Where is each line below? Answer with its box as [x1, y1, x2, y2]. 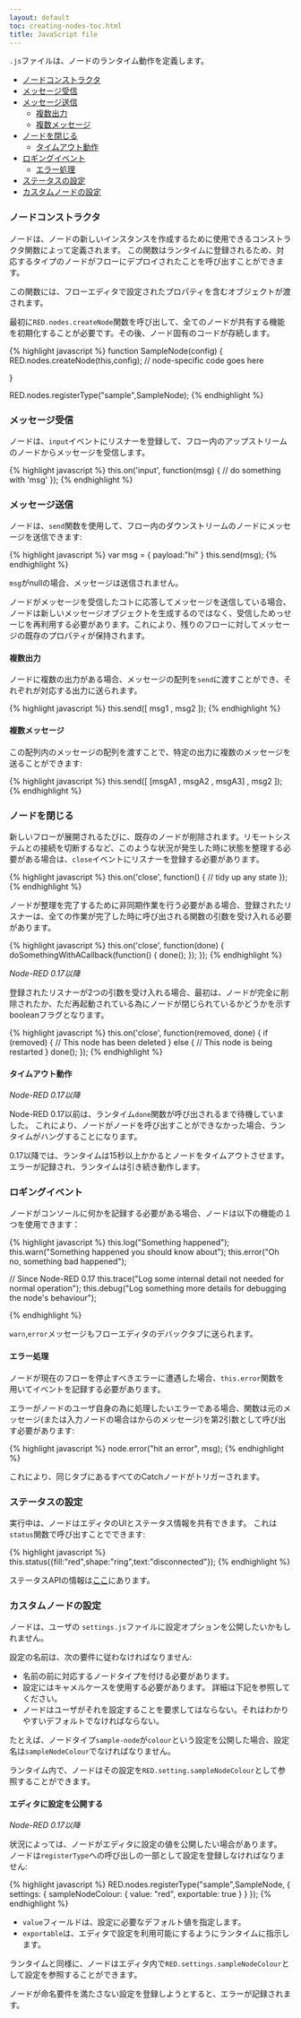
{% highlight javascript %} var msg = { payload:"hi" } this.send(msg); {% [9, 550, 278, 560]
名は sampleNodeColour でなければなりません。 [9, 1745, 176, 1757]
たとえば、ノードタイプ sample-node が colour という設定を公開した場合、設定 [9, 1735, 289, 1745]
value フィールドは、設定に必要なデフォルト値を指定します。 [21, 1917, 246, 1927]
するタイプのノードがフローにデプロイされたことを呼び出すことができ [16, 255, 276, 266]
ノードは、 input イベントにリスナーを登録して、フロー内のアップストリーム [9, 436, 288, 446]
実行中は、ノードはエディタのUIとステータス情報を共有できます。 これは [9, 1517, 278, 1529]
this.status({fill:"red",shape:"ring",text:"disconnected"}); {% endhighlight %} [9, 1556, 291, 1567]
